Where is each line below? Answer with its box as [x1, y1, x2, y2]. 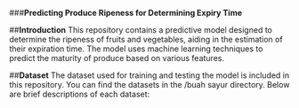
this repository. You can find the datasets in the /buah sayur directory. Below [9, 80, 290, 89]
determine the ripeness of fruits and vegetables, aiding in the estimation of [9, 35, 283, 44]
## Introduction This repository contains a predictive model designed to [9, 25, 273, 35]
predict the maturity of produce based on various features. [9, 53, 225, 63]
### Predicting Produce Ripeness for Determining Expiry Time [9, 8, 243, 18]
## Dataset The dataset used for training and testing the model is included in [9, 70, 290, 81]
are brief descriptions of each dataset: [9, 89, 150, 99]
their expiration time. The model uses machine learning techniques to [9, 43, 263, 54]
